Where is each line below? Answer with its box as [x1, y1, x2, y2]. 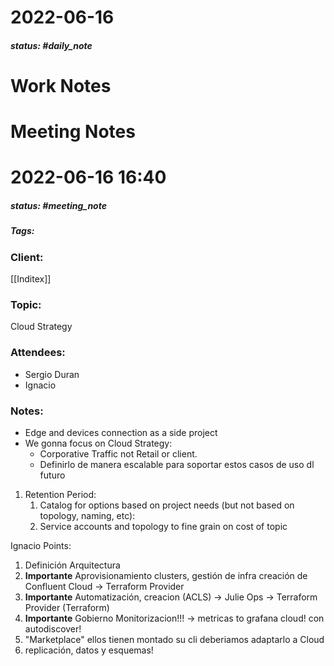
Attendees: [10, 346, 66, 360]
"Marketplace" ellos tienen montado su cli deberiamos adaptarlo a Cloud [24, 633, 325, 645]
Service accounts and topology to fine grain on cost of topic [39, 520, 288, 532]
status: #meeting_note [10, 199, 107, 211]
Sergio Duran [24, 368, 80, 380]
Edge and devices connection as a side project [24, 426, 218, 438]
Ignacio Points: [10, 539, 72, 551]
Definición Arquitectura [24, 559, 121, 571]
